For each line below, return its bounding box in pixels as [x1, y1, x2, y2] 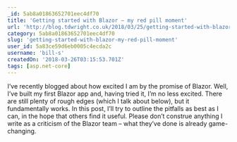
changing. [7, 127, 37, 135]
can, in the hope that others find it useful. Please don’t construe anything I [7, 112, 223, 120]
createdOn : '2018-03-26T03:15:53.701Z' [7, 56, 125, 63]
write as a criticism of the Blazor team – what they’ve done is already [7, 119, 207, 127]
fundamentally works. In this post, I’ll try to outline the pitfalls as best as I [7, 104, 219, 112]
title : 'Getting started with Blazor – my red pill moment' [7, 17, 188, 24]
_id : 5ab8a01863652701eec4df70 [7, 10, 99, 18]
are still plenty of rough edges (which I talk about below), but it [7, 96, 190, 105]
